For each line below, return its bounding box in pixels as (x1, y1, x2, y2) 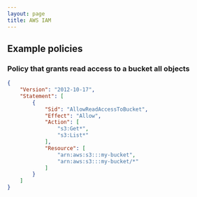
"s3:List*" (57, 132, 89, 139)
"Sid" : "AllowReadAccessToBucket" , (44, 106, 149, 113)
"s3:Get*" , (57, 125, 89, 133)
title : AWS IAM (7, 17, 52, 24)
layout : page (7, 10, 45, 18)
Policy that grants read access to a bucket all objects (7, 64, 190, 74)
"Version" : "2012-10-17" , (20, 86, 96, 93)
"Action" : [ (44, 118, 80, 126)
